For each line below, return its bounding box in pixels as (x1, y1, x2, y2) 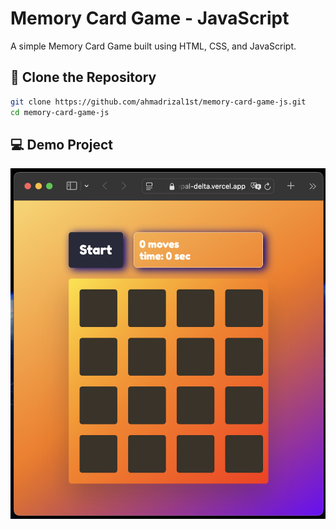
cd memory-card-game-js (10, 107, 110, 117)
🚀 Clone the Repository (10, 69, 157, 86)
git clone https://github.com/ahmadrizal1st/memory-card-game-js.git (10, 97, 307, 107)
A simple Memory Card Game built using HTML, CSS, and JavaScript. (10, 40, 297, 52)
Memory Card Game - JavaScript (10, 7, 290, 30)
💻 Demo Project (10, 136, 113, 153)
